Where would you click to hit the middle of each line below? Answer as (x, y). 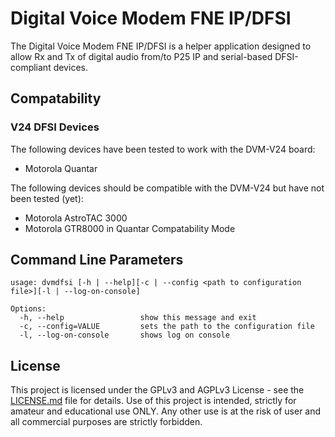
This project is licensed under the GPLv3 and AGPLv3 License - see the (157, 390)
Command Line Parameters (97, 260)
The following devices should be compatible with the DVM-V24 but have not (167, 188)
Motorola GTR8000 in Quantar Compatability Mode (130, 228)
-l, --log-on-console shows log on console (124, 335)
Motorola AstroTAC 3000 (76, 218)
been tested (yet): (47, 198)
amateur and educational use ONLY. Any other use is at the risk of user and (166, 411)
